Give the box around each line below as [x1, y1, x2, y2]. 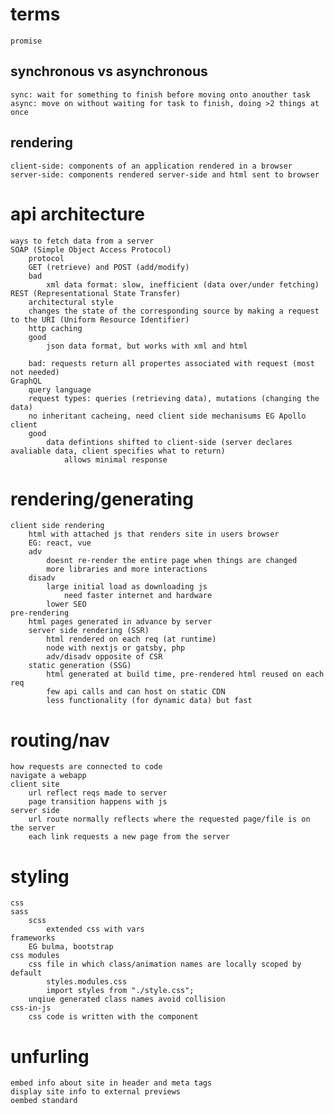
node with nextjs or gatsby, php [46, 643, 186, 653]
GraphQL [10, 376, 43, 386]
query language [28, 384, 92, 395]
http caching [28, 323, 83, 333]
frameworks [10, 933, 56, 943]
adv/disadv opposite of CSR [46, 652, 163, 662]
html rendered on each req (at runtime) [46, 634, 217, 645]
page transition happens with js [28, 797, 168, 807]
